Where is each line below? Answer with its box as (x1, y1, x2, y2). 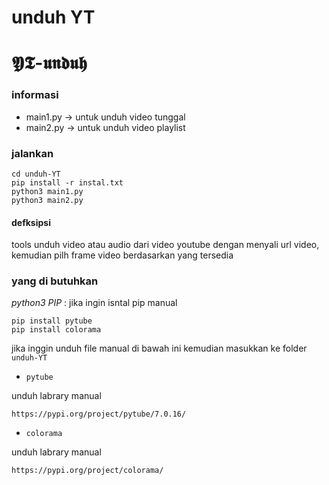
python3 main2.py (11, 195, 84, 205)
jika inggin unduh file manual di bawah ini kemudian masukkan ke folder (11, 342, 308, 355)
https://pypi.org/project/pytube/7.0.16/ (11, 409, 187, 420)
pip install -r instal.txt (11, 177, 124, 188)
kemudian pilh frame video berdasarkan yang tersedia (11, 249, 234, 261)
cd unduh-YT (11, 169, 61, 179)
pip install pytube (11, 316, 93, 326)
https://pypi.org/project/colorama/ (11, 466, 164, 476)
